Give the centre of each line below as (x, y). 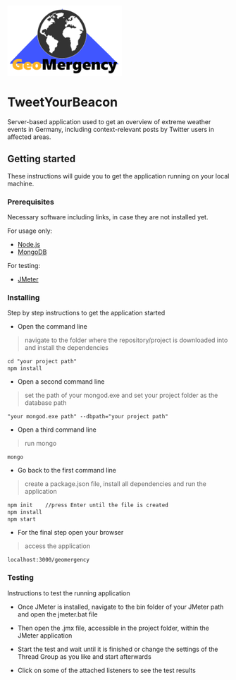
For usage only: (30, 231)
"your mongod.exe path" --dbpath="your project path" (88, 417)
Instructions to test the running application (69, 593)
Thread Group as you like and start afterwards (84, 656)
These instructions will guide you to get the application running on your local (118, 176)
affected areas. (29, 137)
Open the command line (52, 327)
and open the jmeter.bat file (57, 614)
